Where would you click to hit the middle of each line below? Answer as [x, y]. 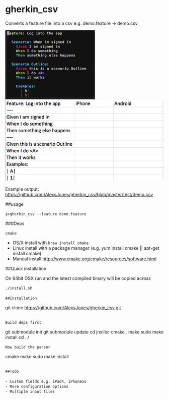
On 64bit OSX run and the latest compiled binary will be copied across [78, 278]
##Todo [12, 371]
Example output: [22, 189]
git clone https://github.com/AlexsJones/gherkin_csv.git [63, 307]
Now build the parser [28, 347]
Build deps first [23, 322]
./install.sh [19, 288]
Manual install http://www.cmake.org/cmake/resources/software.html [84, 259]
